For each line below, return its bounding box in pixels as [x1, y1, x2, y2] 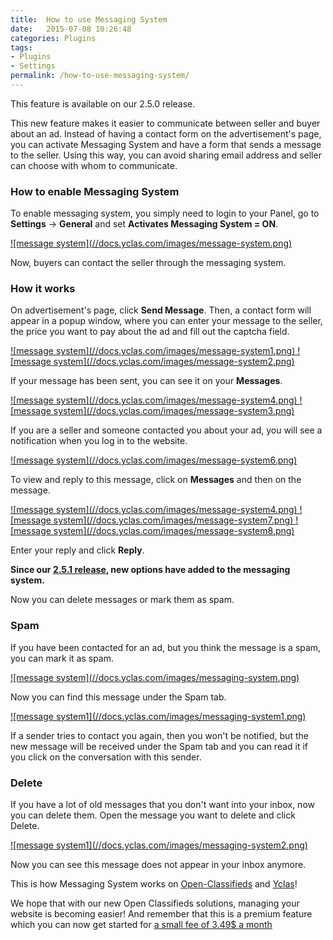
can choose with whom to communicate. [10, 159, 178, 171]
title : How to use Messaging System [10, 14, 168, 25]
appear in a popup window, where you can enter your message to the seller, [10, 315, 323, 327]
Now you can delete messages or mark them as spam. [10, 594, 235, 606]
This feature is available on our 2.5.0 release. [10, 97, 196, 110]
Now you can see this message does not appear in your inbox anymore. [10, 859, 307, 871]
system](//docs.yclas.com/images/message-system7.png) [53, 514, 294, 526]
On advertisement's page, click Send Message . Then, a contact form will [10, 304, 312, 316]
